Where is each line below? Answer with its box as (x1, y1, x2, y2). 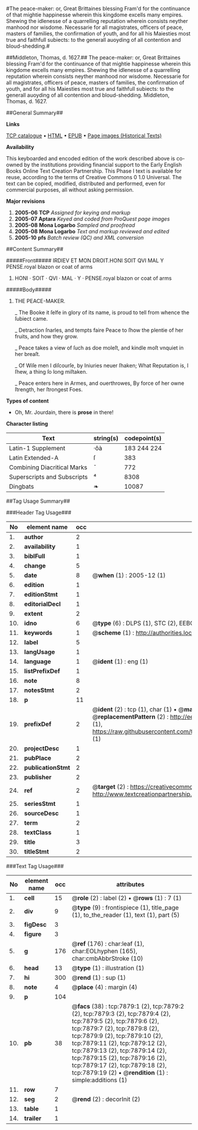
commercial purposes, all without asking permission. (6, 186, 134, 193)
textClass (24, 828, 52, 836)
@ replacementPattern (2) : (92, 713, 169, 721)
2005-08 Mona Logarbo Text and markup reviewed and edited (14, 228, 170, 235)
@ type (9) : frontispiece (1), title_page (71, 904, 179, 911)
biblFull (24, 552, 45, 560)
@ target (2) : (92, 783, 129, 790)
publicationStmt (24, 763, 71, 772)
